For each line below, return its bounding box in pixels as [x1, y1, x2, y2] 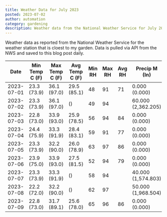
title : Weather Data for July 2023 [5, 7, 79, 12]
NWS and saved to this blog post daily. [5, 50, 84, 56]
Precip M [136, 65, 158, 72]
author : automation [5, 16, 46, 21]
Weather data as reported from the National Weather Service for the [5, 39, 145, 45]
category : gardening [5, 21, 48, 26]
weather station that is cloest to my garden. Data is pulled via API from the [5, 45, 157, 51]
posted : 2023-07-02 [5, 12, 46, 17]
